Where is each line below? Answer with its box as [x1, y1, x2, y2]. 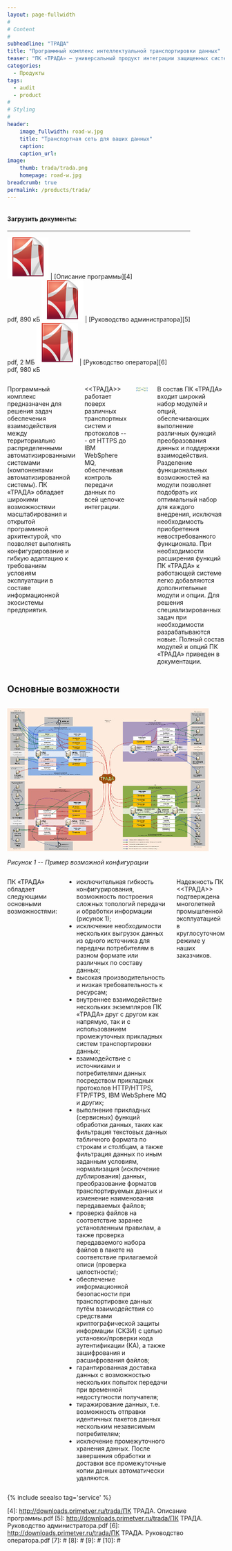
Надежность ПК [176, 877, 224, 886]
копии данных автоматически [76, 1466, 164, 1475]
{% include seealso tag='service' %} [7, 1493, 112, 1501]
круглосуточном [176, 929, 226, 937]
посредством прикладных [76, 1076, 154, 1084]
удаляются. [76, 1473, 110, 1482]
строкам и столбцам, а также [76, 1142, 164, 1151]
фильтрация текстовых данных [76, 1128, 168, 1136]
